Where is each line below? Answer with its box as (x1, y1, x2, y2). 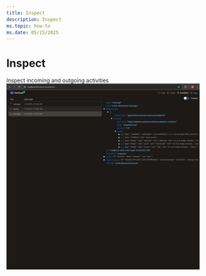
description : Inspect (6, 16, 62, 23)
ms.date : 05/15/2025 (6, 29, 59, 36)
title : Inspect (6, 10, 45, 16)
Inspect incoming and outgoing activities (6, 77, 109, 84)
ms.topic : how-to (6, 23, 51, 29)
